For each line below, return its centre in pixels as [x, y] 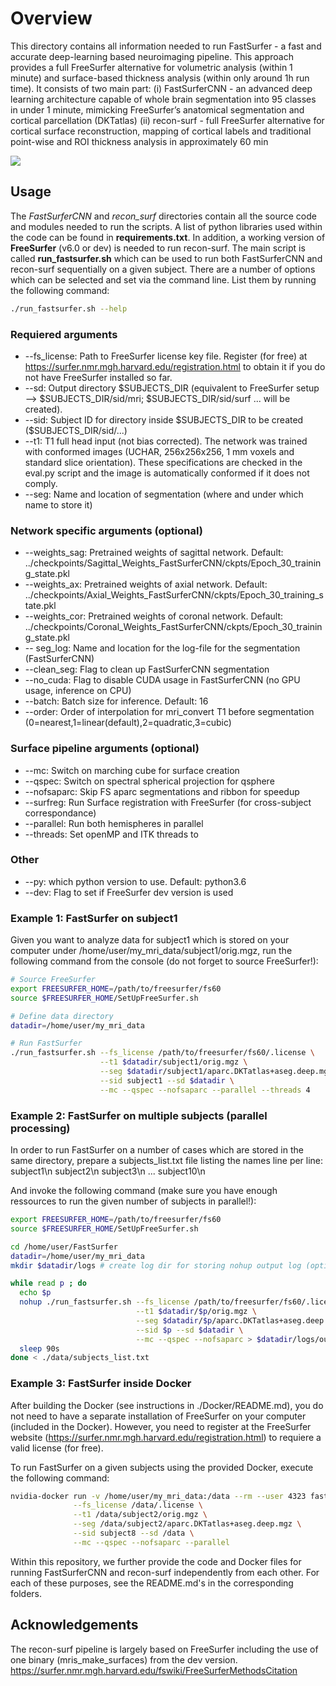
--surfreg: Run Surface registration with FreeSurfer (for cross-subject [168, 802]
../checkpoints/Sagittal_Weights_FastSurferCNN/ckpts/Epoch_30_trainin [173, 563]
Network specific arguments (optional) [106, 530]
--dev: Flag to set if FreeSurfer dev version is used [129, 892]
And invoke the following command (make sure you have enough [144, 1191]
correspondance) [60, 813]
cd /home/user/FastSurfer [64, 1247]
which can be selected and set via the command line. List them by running [163, 279]
